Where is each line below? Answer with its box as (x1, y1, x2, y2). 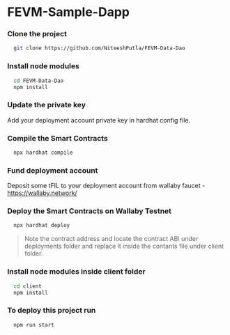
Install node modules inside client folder (7, 267, 146, 276)
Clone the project (7, 29, 68, 39)
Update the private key (7, 100, 86, 110)
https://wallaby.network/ (7, 189, 78, 197)
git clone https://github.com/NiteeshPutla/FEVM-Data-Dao (13, 45, 186, 52)
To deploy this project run (7, 306, 96, 315)
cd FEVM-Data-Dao (13, 77, 64, 84)
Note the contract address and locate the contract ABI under (24, 235, 199, 243)
